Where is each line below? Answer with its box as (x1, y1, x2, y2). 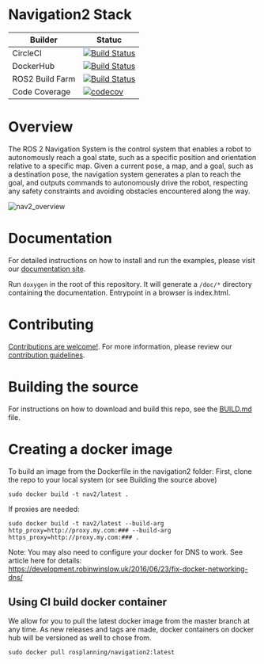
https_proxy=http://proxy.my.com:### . (8, 533, 140, 541)
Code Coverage (12, 86, 71, 97)
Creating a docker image (8, 440, 173, 458)
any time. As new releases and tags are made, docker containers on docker (8, 624, 255, 635)
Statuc (96, 34, 123, 45)
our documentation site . (8, 264, 86, 273)
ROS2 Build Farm (12, 73, 76, 84)
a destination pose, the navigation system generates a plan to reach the (8, 169, 241, 179)
